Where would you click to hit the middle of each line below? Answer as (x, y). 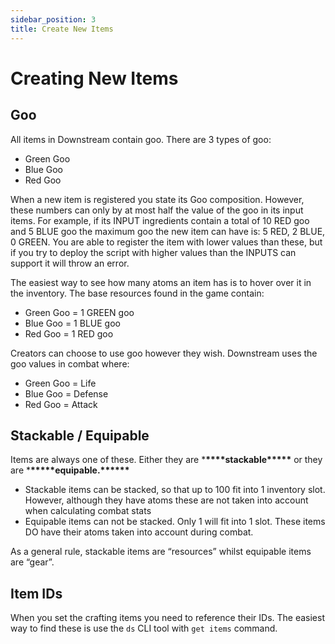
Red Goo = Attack (61, 404)
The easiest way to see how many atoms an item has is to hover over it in (161, 282)
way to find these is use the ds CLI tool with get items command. (144, 628)
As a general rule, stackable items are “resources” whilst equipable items (161, 552)
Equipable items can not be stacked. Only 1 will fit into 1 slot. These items (175, 522)
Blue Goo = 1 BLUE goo (72, 323)
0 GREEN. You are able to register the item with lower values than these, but (166, 242)
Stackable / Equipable (80, 435)
